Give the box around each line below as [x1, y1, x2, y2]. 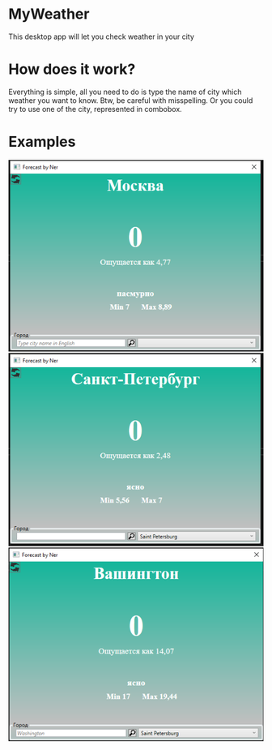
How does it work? [8, 60, 136, 79]
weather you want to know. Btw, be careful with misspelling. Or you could [8, 95, 253, 105]
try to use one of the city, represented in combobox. [8, 104, 182, 114]
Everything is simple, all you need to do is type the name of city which [8, 87, 242, 96]
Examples [8, 133, 76, 151]
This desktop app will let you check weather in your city [8, 32, 194, 41]
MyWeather [8, 5, 90, 24]
